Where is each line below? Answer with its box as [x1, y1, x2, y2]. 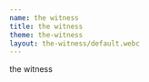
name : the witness [9, 13, 79, 23]
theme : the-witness [9, 30, 84, 39]
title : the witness [9, 22, 84, 31]
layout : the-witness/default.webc [9, 38, 141, 48]
